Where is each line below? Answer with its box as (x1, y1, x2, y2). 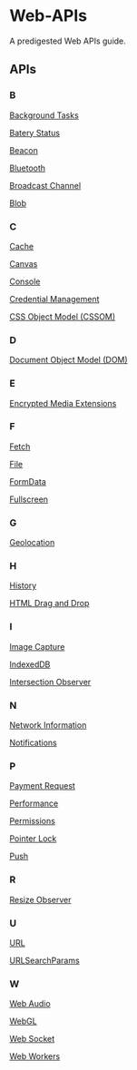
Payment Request (9, 780, 75, 791)
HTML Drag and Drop (9, 598, 90, 609)
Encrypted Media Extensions (9, 398, 117, 408)
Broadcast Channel (9, 180, 82, 191)
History (9, 580, 37, 591)
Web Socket (9, 1034, 55, 1045)
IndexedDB (9, 659, 51, 670)
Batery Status (9, 127, 61, 138)
